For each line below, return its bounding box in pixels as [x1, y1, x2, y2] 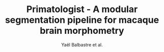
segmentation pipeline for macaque [5, 14, 159, 26]
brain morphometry [39, 25, 125, 36]
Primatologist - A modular [26, 4, 138, 15]
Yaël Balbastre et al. [61, 41, 103, 47]
